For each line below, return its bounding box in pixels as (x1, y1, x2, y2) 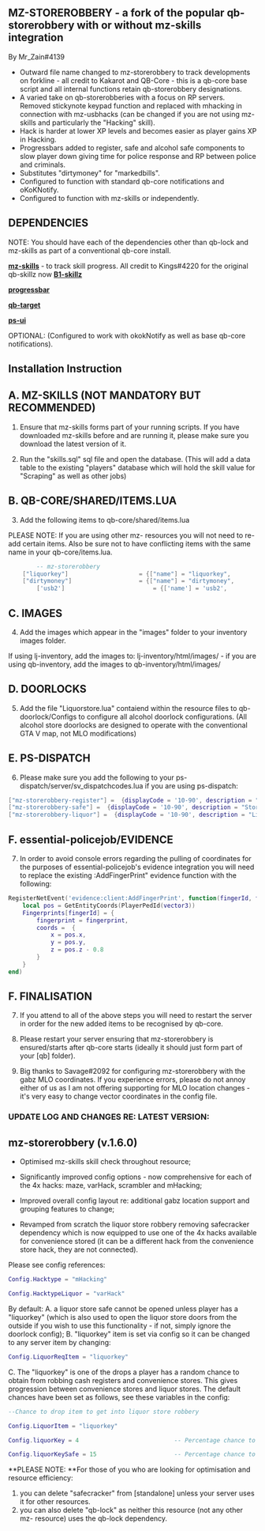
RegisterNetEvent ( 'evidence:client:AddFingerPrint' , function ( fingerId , (8, 894, 252, 902)
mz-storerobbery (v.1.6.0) (8, 1136, 138, 1149)
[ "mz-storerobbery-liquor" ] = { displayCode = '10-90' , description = (8, 811, 245, 819)
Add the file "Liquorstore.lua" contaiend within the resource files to (19, 703, 237, 713)
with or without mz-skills (77, 19, 202, 32)
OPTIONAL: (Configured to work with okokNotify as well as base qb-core (8, 331, 246, 340)
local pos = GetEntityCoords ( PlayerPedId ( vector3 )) (22, 902, 196, 909)
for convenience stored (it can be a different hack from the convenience (19, 1237, 254, 1246)
